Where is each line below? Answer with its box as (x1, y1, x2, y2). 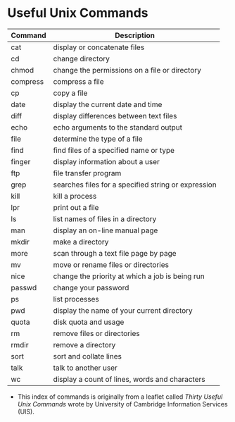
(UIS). (17, 407, 35, 416)
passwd (11, 283, 37, 292)
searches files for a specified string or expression (53, 180, 217, 190)
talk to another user (53, 363, 118, 373)
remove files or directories (53, 328, 140, 338)
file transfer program (53, 168, 122, 178)
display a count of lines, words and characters (53, 374, 205, 384)
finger (11, 156, 31, 166)
